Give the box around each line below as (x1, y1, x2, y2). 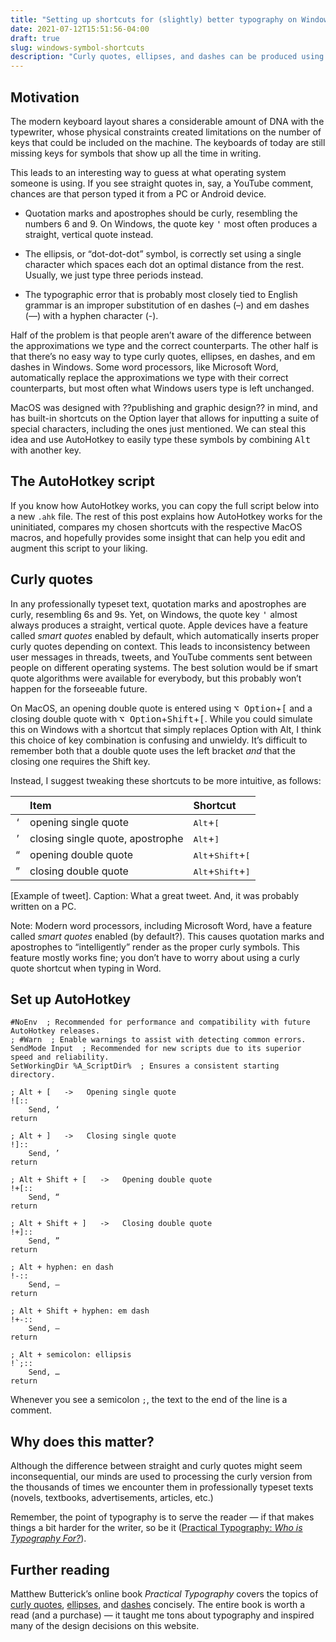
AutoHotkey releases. (10, 1026, 101, 1036)
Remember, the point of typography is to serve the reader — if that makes (10, 1511, 315, 1523)
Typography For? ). (10, 1532, 87, 1545)
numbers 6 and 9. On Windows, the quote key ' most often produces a (24, 217, 318, 230)
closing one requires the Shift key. (10, 755, 151, 767)
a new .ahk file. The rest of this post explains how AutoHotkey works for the (10, 510, 323, 522)
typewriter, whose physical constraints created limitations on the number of (10, 126, 322, 138)
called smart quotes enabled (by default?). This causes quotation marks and (10, 930, 325, 942)
